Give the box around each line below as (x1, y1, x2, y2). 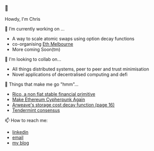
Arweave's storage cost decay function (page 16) (12, 102, 115, 108)
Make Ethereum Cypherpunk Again (12, 96, 85, 103)
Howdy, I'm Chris (5, 16, 41, 22)
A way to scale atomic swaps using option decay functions (12, 35, 135, 42)
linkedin (12, 129, 29, 135)
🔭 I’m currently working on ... (5, 26, 65, 32)
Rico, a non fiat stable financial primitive (12, 91, 95, 97)
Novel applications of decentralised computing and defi (12, 71, 128, 78)
